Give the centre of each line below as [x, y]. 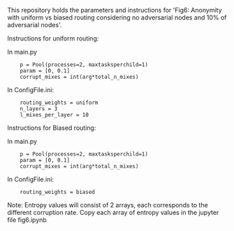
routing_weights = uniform [59, 103]
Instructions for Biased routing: [52, 128]
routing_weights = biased [58, 192]
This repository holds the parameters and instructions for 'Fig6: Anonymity [115, 10]
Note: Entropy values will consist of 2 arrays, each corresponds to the [108, 205]
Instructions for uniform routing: [53, 38]
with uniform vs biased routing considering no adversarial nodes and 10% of [117, 17]
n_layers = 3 [39, 109]
